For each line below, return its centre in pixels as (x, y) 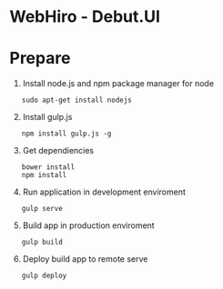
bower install (48, 167)
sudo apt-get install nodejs (76, 100)
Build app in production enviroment (88, 225)
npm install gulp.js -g (66, 134)
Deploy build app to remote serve (85, 259)
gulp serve (42, 209)
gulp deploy (44, 276)
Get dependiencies (58, 151)
